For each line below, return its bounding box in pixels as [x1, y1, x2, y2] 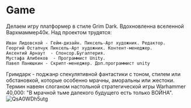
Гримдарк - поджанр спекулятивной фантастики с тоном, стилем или [6, 70, 181, 77]
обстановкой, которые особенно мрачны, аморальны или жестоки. [6, 77, 175, 84]
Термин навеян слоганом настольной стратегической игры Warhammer [6, 82, 186, 90]
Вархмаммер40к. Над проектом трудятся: [6, 28, 112, 35]
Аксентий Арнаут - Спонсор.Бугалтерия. [6, 50, 106, 56]
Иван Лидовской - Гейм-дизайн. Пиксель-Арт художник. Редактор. [6, 40, 166, 46]
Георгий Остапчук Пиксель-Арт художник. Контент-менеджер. [6, 45, 153, 51]
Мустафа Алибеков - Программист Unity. [6, 55, 106, 61]
